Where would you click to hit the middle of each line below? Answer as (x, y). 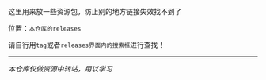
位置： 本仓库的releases (45, 28)
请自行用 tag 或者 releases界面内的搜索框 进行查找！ (86, 45)
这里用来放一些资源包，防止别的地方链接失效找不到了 (95, 11)
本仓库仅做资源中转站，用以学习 (60, 69)
